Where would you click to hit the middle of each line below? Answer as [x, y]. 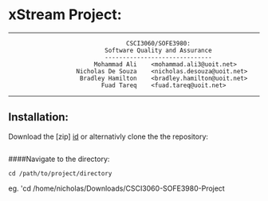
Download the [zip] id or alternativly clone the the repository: [108, 136]
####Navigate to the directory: [59, 159]
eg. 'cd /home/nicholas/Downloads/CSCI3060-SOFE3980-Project [116, 188]
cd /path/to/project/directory [60, 173]
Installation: [39, 117]
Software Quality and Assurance [159, 50]
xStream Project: [65, 15]
